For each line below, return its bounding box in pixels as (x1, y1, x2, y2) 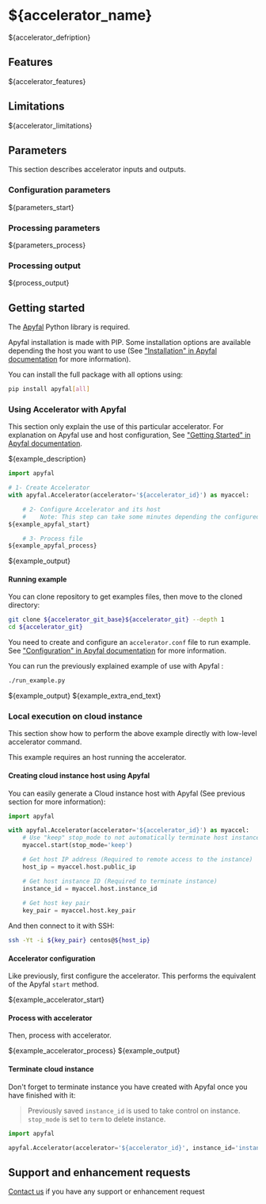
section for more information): (8, 796, 106, 807)
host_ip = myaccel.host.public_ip (22, 863, 136, 871)
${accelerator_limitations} (8, 121, 93, 130)
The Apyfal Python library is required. (8, 322, 131, 332)
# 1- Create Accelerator (8, 484, 90, 492)
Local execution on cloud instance (8, 711, 142, 722)
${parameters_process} (8, 240, 86, 250)
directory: (8, 600, 40, 610)
